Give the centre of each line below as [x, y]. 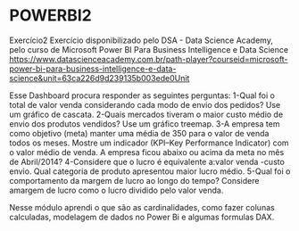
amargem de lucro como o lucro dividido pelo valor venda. [116, 190]
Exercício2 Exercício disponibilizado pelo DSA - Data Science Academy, [141, 40]
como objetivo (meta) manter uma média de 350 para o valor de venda [139, 133]
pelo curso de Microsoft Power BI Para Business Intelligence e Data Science [149, 49]
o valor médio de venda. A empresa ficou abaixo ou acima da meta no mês [147, 152]
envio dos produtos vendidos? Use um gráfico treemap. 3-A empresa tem [145, 124]
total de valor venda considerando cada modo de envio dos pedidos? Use [145, 104]
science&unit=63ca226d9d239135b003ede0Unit [100, 78]
